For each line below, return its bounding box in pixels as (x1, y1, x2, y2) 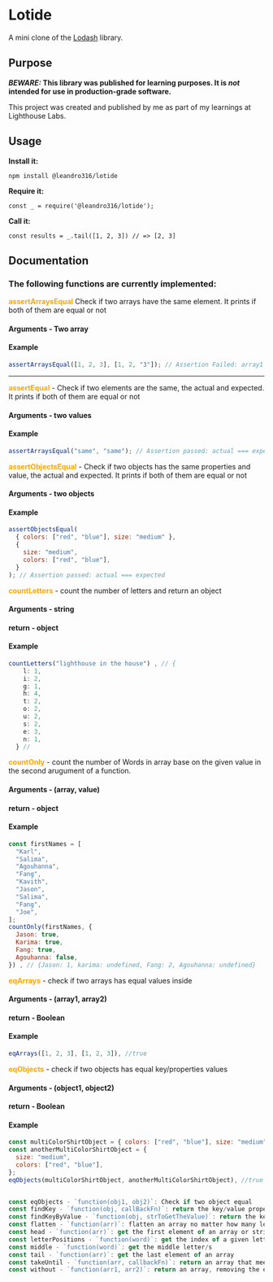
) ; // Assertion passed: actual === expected (8, 571, 165, 579)
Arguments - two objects (8, 489, 95, 499)
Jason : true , (15, 931, 60, 939)
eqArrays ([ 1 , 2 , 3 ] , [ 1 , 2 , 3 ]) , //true (8, 1049, 148, 1058)
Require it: (8, 185, 45, 196)
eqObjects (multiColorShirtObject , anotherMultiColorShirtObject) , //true (8, 1175, 264, 1184)
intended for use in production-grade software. (8, 86, 172, 96)
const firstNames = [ (8, 839, 82, 848)
